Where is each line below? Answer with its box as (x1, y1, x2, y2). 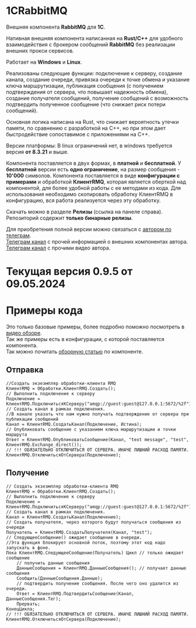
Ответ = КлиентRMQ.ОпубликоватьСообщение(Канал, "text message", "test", (6, 436, 190, 442)
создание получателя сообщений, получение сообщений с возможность (6, 95, 188, 102)
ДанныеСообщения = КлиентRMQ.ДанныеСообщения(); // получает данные (16, 565, 187, 571)
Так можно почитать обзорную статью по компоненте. (6, 348, 143, 355)
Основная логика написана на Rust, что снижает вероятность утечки (6, 118, 179, 125)
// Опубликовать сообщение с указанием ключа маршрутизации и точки (6, 426, 176, 432)
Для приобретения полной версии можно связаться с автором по (6, 225, 172, 233)
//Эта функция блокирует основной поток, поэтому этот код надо (6, 539, 166, 546)
